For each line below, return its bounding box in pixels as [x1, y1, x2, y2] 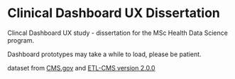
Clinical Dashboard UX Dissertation [7, 5, 220, 21]
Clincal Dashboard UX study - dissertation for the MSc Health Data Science [7, 28, 229, 37]
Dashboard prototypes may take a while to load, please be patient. [7, 50, 202, 58]
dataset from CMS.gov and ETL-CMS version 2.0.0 [7, 63, 155, 72]
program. [7, 36, 35, 44]
